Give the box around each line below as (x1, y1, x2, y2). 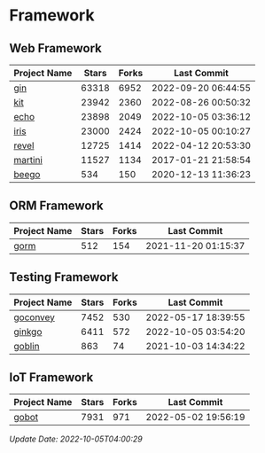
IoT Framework (9, 370, 94, 386)
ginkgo (13, 325, 43, 338)
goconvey (13, 311, 56, 324)
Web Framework (9, 41, 102, 56)
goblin (13, 340, 40, 352)
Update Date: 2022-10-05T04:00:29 (9, 433, 144, 444)
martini (13, 154, 43, 166)
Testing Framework (9, 269, 119, 285)
